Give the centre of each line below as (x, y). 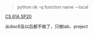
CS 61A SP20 (18, 16)
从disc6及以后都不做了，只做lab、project (46, 26)
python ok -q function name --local (53, 7)
